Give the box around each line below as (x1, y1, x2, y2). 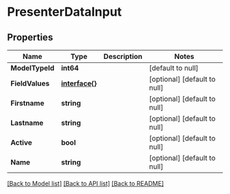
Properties (7, 32, 53, 43)
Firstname (10, 99, 44, 108)
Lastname (10, 118, 44, 128)
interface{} (61, 79, 97, 88)
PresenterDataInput (7, 4, 122, 20)
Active (10, 138, 33, 147)
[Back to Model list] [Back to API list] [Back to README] (7, 180, 164, 187)
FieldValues (10, 79, 50, 88)
